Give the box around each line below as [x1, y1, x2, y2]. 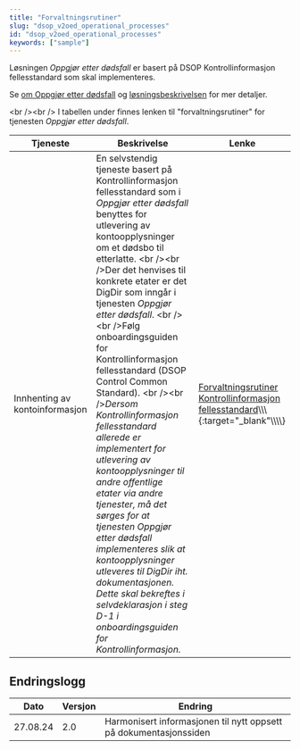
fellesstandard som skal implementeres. [9, 72, 156, 83]
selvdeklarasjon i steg [96, 599, 188, 612]
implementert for [96, 443, 167, 455]
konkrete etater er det [96, 275, 187, 287]
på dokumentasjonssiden [104, 727, 211, 739]
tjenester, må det [96, 498, 168, 511]
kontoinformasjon [13, 404, 87, 416]
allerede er [96, 431, 141, 444]
